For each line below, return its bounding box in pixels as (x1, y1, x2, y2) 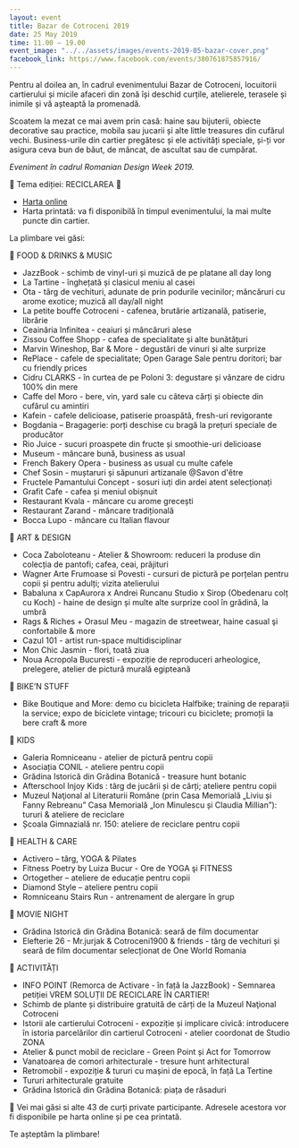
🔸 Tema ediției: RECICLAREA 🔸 (9, 179, 122, 189)
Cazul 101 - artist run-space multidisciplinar (21, 635, 182, 646)
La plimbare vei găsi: (9, 233, 86, 243)
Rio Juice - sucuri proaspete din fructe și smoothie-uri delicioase (21, 439, 262, 449)
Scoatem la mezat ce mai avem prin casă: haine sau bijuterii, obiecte (9, 116, 262, 126)
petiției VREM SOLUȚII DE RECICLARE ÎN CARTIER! (21, 990, 210, 999)
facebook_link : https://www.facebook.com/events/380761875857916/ (9, 55, 262, 64)
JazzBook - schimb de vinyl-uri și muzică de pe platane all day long (21, 268, 272, 278)
